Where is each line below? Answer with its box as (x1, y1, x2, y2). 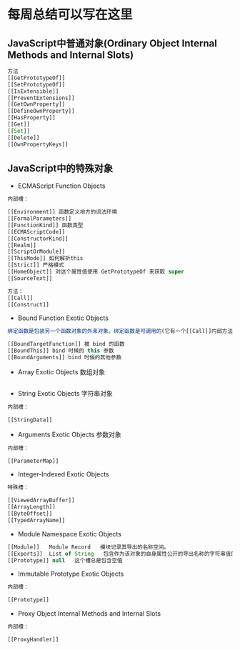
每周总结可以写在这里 (7, 6, 134, 23)
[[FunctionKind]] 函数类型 (7, 221, 84, 229)
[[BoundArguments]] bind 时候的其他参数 (7, 354, 122, 361)
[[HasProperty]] (7, 114, 56, 121)
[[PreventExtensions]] (7, 94, 75, 101)
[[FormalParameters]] (7, 215, 72, 222)
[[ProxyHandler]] (7, 636, 59, 644)
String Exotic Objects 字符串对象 (17, 389, 113, 397)
